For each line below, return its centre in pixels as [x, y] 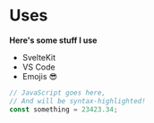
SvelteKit [39, 57]
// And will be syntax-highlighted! [77, 101]
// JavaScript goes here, [57, 93]
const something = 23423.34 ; [64, 109]
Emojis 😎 [40, 76]
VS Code [38, 67]
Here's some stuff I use [53, 40]
